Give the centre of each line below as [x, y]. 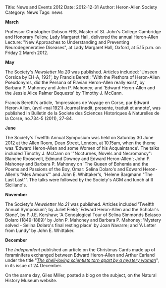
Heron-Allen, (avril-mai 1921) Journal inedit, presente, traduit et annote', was [83, 108]
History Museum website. [31, 280]
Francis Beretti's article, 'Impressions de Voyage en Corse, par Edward [77, 103]
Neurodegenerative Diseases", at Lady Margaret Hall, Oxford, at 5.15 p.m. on [83, 47]
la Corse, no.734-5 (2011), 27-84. [39, 118]
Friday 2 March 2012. [27, 53]
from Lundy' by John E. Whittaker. [40, 230]
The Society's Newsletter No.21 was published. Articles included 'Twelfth [80, 204]
